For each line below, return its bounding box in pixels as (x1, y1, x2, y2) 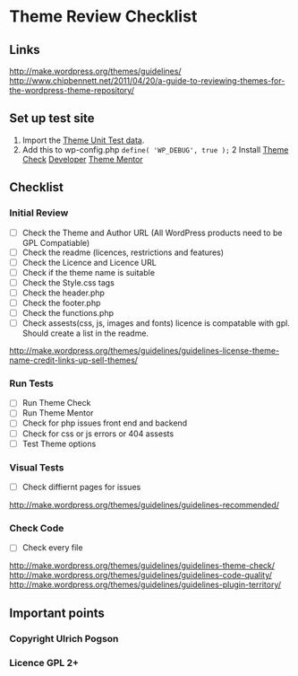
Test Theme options (21, 438, 97, 449)
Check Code (9, 522, 64, 534)
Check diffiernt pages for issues (21, 481, 141, 492)
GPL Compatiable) (21, 237, 90, 248)
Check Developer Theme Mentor (21, 154, 143, 164)
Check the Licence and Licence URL (21, 257, 157, 268)
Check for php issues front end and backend (21, 417, 188, 428)
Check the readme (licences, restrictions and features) (21, 247, 225, 258)
